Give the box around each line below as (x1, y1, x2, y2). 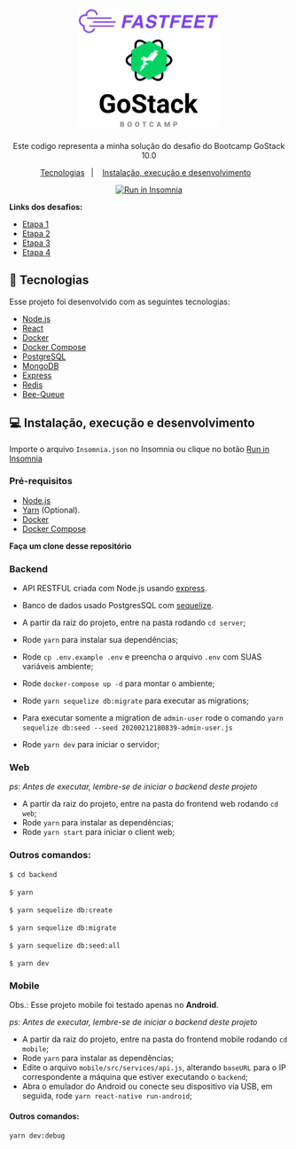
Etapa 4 (21, 246, 51, 257)
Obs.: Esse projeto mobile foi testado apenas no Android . (9, 1000, 219, 1011)
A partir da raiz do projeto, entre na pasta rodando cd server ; (21, 617, 246, 628)
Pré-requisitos (9, 475, 73, 488)
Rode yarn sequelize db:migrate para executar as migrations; (21, 695, 250, 707)
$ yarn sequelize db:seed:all (9, 941, 121, 950)
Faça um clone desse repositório (9, 540, 132, 551)
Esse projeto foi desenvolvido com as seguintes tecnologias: (9, 296, 230, 307)
